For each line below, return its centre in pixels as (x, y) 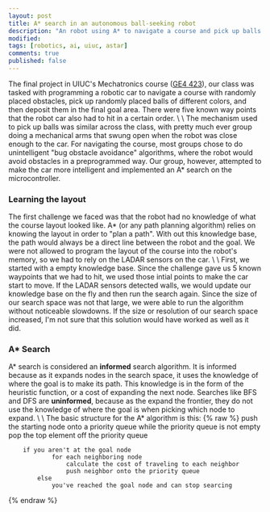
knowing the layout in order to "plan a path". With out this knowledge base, (133, 234)
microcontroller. (35, 178)
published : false (37, 61)
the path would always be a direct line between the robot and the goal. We (132, 242)
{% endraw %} (33, 501)
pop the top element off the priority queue (78, 435)
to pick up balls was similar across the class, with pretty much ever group (130, 127)
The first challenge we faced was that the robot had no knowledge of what (132, 217)
